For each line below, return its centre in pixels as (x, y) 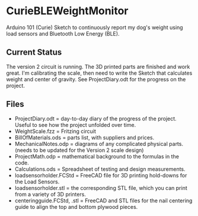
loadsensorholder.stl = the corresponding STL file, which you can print (101, 188)
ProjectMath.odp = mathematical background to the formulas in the (97, 156)
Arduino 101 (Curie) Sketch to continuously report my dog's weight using (95, 27)
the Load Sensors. (37, 182)
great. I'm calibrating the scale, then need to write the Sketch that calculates (99, 73)
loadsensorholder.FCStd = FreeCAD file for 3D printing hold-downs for (101, 175)
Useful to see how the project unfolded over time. (75, 125)
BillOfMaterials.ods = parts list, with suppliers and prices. (84, 137)
